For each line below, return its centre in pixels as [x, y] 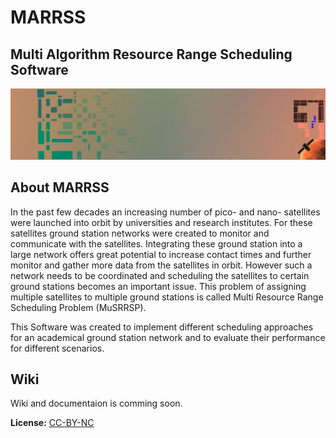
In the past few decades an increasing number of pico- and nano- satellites [165, 212]
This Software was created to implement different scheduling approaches [162, 327]
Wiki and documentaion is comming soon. [96, 403]
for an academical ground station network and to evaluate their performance [168, 337]
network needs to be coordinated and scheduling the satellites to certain [160, 275]
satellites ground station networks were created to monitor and [140, 233]
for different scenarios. [57, 348]
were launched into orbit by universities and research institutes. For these [161, 222]
